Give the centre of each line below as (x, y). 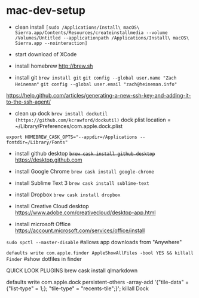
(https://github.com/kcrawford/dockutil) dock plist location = (93, 120)
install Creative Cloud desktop (52, 206)
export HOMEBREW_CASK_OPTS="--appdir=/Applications (72, 137)
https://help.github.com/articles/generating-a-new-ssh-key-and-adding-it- (99, 95)
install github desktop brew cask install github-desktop (85, 153)
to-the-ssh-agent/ (28, 102)
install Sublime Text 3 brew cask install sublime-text (82, 183)
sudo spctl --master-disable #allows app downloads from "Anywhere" (94, 242)
